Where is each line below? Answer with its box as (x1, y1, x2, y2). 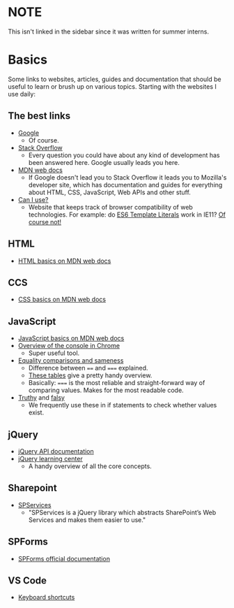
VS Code (8, 574, 47, 586)
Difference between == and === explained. (28, 364, 148, 372)
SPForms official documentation (17, 554, 111, 563)
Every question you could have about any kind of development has (28, 151, 220, 159)
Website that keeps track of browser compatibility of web (28, 203, 194, 211)
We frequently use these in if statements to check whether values (28, 401, 217, 410)
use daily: (8, 89, 36, 98)
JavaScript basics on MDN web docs (17, 334, 125, 342)
